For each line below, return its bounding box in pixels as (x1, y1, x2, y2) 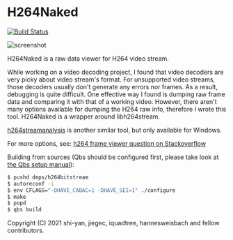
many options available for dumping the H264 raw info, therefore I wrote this (7, 105, 227, 113)
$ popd (7, 200, 26, 207)
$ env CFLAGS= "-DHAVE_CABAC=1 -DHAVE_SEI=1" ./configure (7, 186, 176, 194)
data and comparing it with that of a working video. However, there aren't (7, 97, 217, 105)
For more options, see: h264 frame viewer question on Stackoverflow (7, 139, 207, 147)
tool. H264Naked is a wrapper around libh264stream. (7, 112, 161, 121)
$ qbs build (7, 207, 42, 213)
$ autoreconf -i (7, 180, 54, 187)
